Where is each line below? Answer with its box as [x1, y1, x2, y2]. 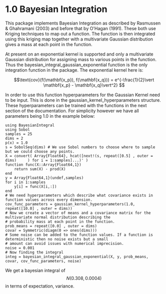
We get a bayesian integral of [5, 267, 66, 273]
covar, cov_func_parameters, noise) [5, 258, 81, 263]
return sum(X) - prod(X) [14, 166, 66, 171]
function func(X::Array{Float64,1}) [5, 162, 81, 167]
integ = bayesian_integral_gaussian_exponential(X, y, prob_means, [5, 254, 149, 259]
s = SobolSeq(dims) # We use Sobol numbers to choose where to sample [5, 144, 155, 150]
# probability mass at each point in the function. [5, 219, 115, 224]
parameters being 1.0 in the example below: [5, 113, 95, 119]
